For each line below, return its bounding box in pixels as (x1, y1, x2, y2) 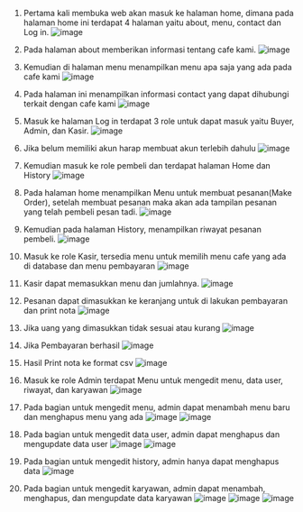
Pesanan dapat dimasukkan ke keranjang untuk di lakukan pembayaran (23, 296, 288, 306)
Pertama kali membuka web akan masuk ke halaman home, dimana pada (23, 8, 294, 18)
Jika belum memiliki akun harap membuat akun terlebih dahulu (23, 143, 256, 153)
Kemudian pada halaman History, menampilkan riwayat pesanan (23, 224, 262, 234)
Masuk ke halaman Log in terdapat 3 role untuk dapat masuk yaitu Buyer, (23, 116, 295, 126)
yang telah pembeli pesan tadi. (23, 206, 138, 217)
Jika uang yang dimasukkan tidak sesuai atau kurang (23, 323, 221, 333)
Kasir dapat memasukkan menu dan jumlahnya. (23, 279, 200, 288)
